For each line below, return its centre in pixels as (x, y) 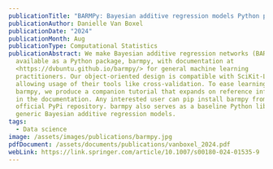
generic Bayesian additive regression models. (96, 115)
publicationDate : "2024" (50, 31)
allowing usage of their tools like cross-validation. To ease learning (141, 84)
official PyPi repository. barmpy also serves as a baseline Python (134, 106)
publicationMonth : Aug (47, 39)
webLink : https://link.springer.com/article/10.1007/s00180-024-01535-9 (134, 152)
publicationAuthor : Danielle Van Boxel (76, 24)
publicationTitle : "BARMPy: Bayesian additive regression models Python (134, 16)
